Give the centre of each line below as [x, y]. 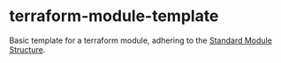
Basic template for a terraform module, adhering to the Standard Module [140, 40]
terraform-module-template [114, 16]
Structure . [27, 49]
